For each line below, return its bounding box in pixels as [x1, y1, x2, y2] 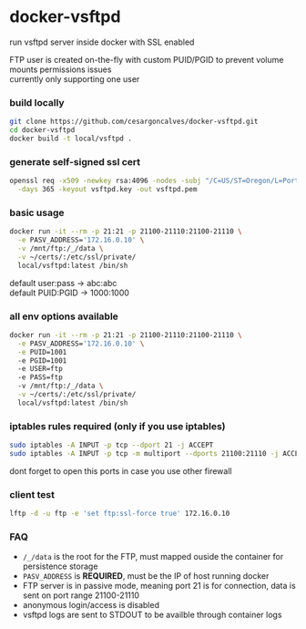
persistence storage [22, 561, 98, 572]
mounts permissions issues [9, 64, 112, 75]
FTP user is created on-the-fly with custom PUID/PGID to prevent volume [9, 54, 284, 65]
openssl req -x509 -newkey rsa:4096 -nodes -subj [9, 176, 202, 186]
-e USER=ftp [17, 365, 64, 374]
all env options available [9, 310, 118, 323]
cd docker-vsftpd [9, 126, 76, 135]
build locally [9, 96, 66, 108]
